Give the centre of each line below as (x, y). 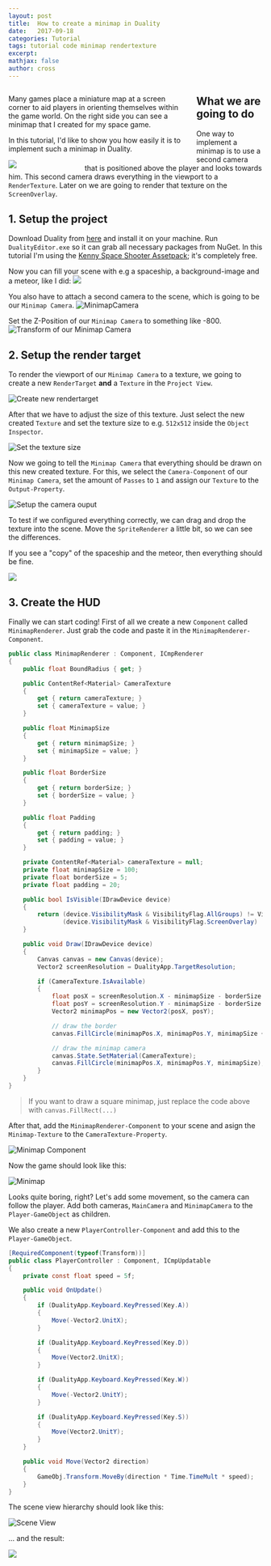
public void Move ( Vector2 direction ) (86, 1462)
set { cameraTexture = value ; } (92, 706)
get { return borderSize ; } (84, 788)
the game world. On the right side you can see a (88, 116)
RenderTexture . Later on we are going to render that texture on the (118, 185)
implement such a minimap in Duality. (71, 149)
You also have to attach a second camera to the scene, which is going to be (134, 297)
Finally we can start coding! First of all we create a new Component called (128, 622)
